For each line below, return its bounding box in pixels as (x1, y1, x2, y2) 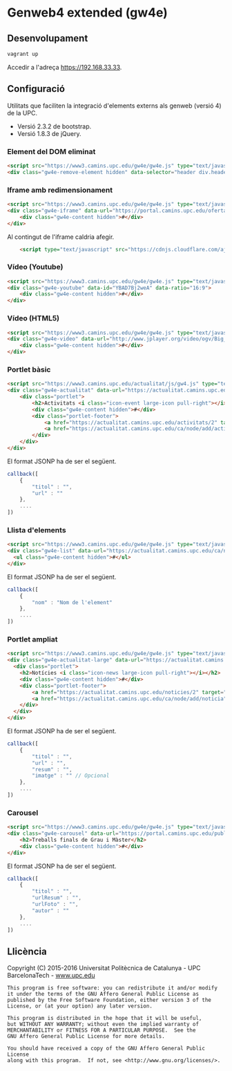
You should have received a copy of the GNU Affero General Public (7, 1045, 206, 1052)
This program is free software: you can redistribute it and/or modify (7, 985, 217, 992)
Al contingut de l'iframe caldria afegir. (7, 233, 115, 241)
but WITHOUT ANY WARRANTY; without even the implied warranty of (7, 1021, 199, 1028)
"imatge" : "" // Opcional (32, 772, 110, 780)
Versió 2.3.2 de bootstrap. (17, 122, 92, 131)
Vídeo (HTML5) (7, 313, 60, 323)
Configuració (7, 83, 66, 95)
